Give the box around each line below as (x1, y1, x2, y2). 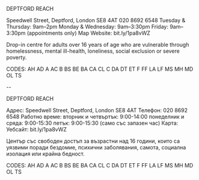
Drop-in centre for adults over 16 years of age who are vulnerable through (6, 41, 189, 48)
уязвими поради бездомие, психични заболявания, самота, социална (6, 144, 186, 151)
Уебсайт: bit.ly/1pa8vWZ (6, 126, 67, 133)
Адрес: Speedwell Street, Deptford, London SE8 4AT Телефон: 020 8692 (6, 107, 188, 113)
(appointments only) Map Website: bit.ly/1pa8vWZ (26, 29, 150, 37)
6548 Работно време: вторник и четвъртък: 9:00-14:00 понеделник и (6, 113, 185, 120)
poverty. (6, 54, 27, 61)
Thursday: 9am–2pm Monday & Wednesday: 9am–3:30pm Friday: (6, 23, 168, 30)
